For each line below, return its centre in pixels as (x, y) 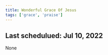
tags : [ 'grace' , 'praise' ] (34, 15)
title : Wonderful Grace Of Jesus (41, 10)
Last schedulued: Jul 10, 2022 (54, 36)
